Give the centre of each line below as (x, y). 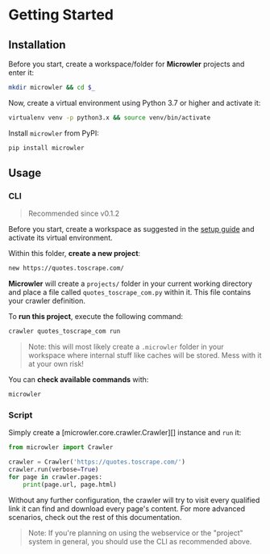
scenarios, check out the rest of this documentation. (95, 517)
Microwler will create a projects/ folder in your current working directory (130, 283)
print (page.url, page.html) (70, 485)
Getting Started (61, 15)
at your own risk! (56, 364)
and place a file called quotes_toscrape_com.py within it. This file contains (130, 292)
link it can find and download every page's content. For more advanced (127, 508)
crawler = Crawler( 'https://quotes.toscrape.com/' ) (97, 462)
